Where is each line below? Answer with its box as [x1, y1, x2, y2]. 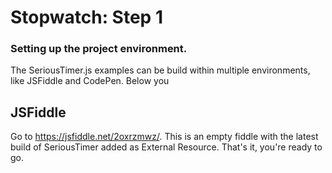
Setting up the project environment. [10, 42, 188, 56]
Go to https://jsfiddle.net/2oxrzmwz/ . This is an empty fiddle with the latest [10, 131, 319, 143]
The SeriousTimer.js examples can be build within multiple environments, [10, 64, 311, 76]
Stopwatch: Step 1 [10, 6, 163, 29]
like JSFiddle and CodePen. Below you [10, 75, 170, 87]
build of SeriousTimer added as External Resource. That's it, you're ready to [10, 141, 323, 153]
